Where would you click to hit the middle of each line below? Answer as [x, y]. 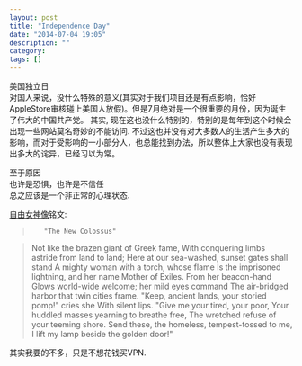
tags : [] [26, 59]
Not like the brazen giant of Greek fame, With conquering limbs [148, 248]
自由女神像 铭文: [38, 214]
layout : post [34, 18]
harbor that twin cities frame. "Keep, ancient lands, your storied [149, 296]
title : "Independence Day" [60, 26]
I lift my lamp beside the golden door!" [102, 334]
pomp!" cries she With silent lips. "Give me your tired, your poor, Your [160, 305]
